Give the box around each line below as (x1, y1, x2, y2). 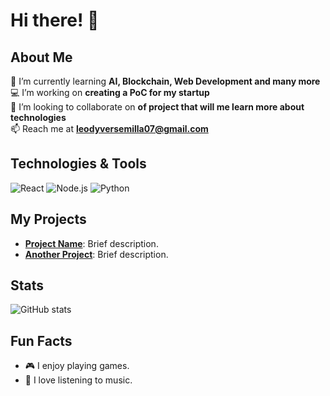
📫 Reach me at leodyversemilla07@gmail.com (10, 123, 209, 134)
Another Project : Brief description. (24, 248, 169, 260)
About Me (10, 49, 73, 66)
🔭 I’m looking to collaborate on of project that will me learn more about (10, 101, 305, 113)
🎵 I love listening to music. (24, 374, 133, 386)
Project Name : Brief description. (24, 237, 159, 249)
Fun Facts (10, 332, 73, 349)
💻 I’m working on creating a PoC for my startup (10, 87, 210, 98)
